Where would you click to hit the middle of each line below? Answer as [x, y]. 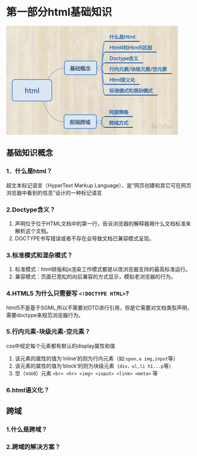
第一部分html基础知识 [59, 12]
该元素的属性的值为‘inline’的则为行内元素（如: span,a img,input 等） [97, 358]
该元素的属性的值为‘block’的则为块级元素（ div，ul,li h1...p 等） [94, 366]
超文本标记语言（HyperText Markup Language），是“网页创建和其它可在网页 [99, 185]
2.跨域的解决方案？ [34, 447]
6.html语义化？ [28, 390]
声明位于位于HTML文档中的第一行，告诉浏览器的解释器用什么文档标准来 [103, 224]
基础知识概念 [30, 153]
